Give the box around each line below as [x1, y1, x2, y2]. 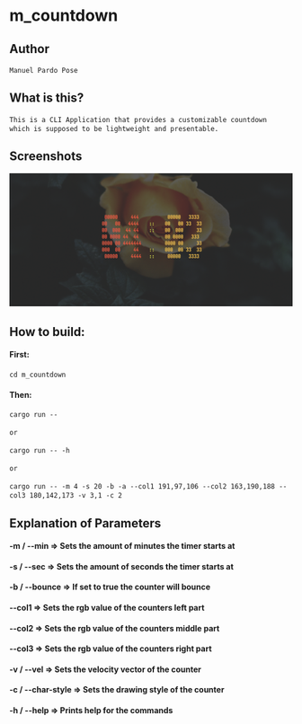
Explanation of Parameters [9, 516, 162, 531]
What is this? [9, 91, 84, 106]
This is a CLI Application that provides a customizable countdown [9, 115, 268, 124]
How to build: [9, 324, 85, 340]
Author [9, 41, 49, 57]
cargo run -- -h [9, 446, 70, 455]
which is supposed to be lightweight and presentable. [9, 124, 219, 133]
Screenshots [9, 149, 83, 164]
